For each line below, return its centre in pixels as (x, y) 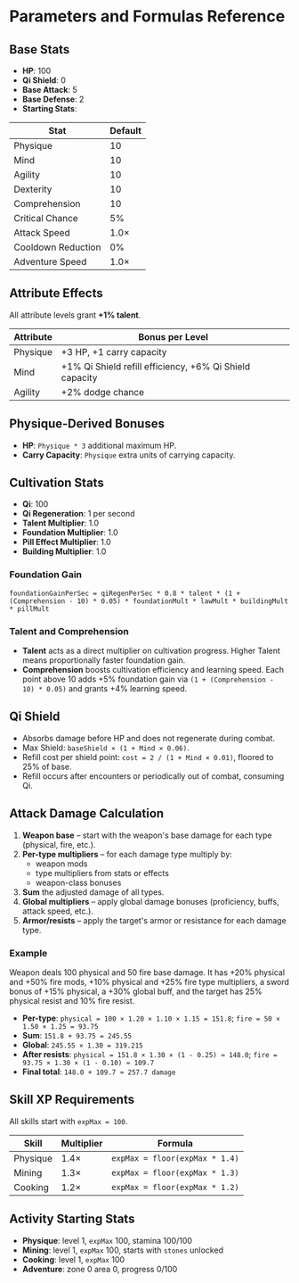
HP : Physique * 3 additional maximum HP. (99, 445)
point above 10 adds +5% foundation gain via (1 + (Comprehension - (148, 679)
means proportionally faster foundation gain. (104, 660)
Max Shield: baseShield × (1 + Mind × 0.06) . (105, 748)
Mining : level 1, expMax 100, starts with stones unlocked (123, 1250)
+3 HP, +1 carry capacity (114, 352)
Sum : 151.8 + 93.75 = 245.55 (77, 1035)
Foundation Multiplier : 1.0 (70, 533)
